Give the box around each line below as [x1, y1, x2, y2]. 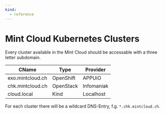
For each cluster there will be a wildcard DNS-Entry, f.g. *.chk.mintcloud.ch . [5, 103, 161, 109]
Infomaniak [83, 82, 109, 89]
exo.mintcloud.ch [7, 75, 48, 81]
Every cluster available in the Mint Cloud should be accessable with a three [5, 49, 158, 55]
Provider [85, 66, 106, 73]
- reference [9, 12, 34, 17]
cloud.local [7, 91, 33, 98]
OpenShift [52, 75, 75, 81]
